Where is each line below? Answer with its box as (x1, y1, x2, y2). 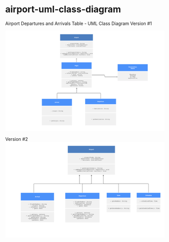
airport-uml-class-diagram (5, 4, 121, 15)
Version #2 (5, 136, 28, 142)
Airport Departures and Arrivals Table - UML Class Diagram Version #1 (5, 20, 152, 26)
